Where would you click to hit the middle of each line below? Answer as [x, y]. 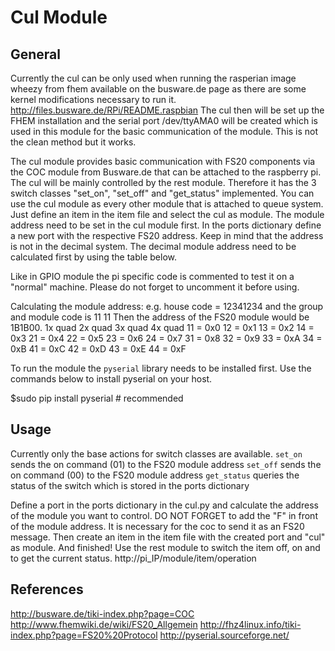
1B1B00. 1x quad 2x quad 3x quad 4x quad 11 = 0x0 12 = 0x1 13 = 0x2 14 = [162, 327]
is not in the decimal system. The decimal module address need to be [153, 246]
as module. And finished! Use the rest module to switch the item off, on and [165, 547]
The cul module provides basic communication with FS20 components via [163, 161]
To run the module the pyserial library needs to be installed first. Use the [161, 368]
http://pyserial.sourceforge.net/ [224, 635]
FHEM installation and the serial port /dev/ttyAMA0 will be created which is [164, 120]
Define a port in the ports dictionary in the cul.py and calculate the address [164, 505]
